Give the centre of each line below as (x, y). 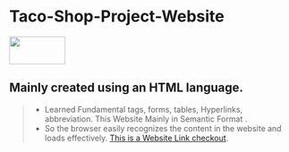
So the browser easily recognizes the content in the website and (163, 128)
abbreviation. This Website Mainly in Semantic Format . (146, 119)
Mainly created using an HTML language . (127, 88)
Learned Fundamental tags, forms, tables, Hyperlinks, (144, 109)
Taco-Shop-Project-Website (117, 17)
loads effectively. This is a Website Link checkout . (136, 138)
